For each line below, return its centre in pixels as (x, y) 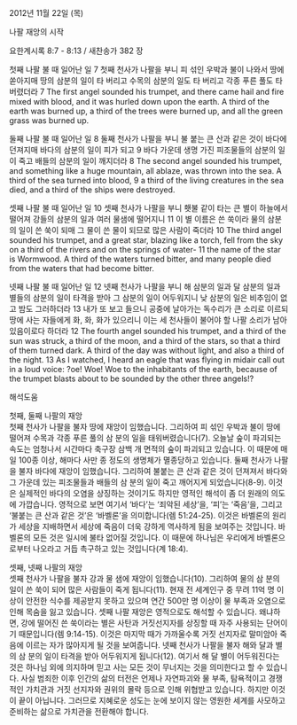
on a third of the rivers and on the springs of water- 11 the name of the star (145, 249)
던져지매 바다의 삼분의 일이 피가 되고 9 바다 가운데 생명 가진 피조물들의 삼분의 (143, 150)
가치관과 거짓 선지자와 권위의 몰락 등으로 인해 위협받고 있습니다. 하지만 (147, 689)
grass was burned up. (49, 121)
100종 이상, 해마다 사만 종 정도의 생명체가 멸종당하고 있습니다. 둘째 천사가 (145, 460)
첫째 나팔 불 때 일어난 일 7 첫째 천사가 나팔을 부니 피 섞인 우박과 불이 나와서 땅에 (147, 70)
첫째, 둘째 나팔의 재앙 (46, 416)
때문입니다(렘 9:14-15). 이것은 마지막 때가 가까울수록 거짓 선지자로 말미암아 (148, 634)
